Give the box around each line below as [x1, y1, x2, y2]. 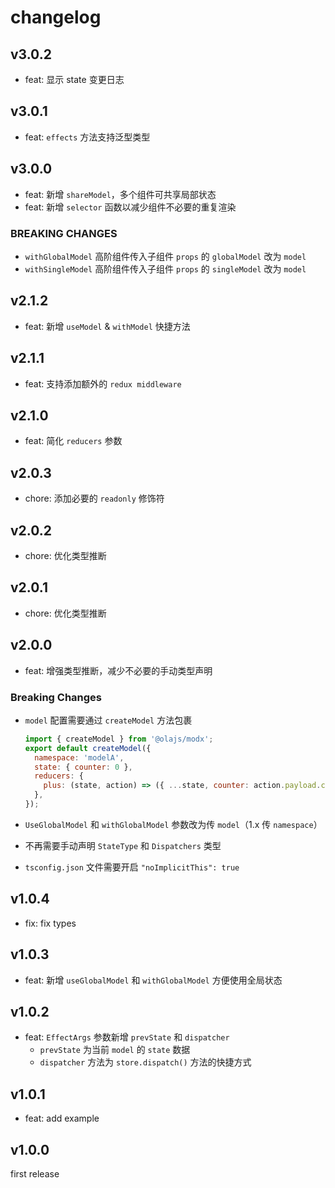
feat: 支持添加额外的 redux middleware [24, 377, 182, 390]
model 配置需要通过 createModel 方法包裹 [24, 714, 193, 726]
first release [10, 1167, 60, 1180]
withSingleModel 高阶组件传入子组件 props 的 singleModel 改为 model [24, 262, 307, 275]
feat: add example [24, 1112, 100, 1125]
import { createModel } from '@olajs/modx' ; [24, 734, 214, 744]
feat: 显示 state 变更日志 [24, 74, 125, 85]
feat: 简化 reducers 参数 [24, 435, 123, 447]
